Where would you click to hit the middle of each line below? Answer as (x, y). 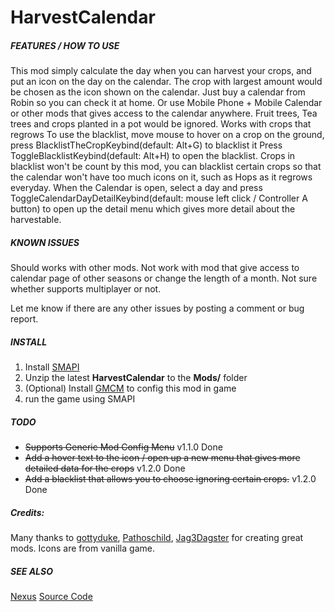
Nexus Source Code (51, 596)
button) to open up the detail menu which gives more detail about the (153, 209)
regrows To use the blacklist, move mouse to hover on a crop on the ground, (167, 135)
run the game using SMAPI (80, 399)
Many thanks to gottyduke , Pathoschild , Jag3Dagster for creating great (157, 538)
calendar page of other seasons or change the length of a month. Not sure (164, 278)
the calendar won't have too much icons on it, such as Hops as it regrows (161, 177)
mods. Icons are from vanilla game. (82, 548)
